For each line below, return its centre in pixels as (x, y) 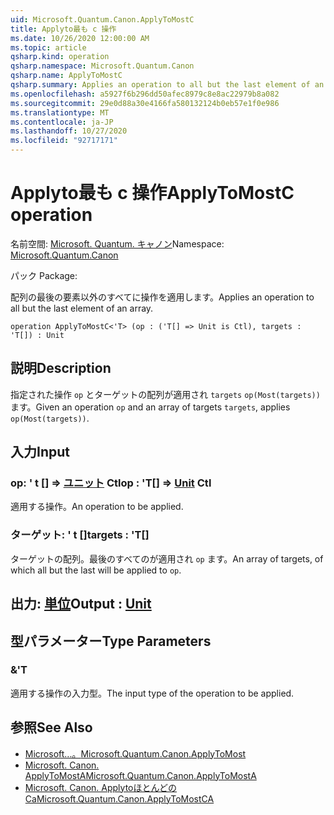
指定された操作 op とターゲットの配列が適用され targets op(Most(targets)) (165, 394)
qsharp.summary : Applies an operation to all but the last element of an (167, 85)
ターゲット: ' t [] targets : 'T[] (80, 535)
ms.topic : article (48, 47)
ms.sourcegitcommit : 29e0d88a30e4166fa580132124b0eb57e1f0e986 (145, 103)
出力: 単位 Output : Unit (81, 604)
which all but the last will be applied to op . (96, 570)
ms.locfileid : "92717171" (64, 141)
